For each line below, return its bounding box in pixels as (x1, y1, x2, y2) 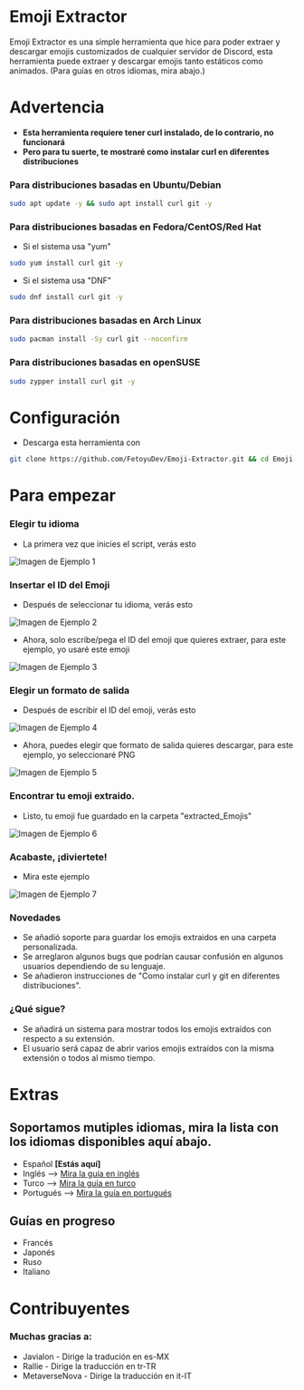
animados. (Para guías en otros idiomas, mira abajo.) (9, 65, 205, 76)
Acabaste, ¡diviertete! (9, 851, 108, 863)
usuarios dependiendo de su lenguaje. (22, 961, 166, 972)
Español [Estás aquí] (22, 1158, 101, 1169)
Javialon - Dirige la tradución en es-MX (22, 1351, 170, 1362)
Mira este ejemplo (22, 870, 90, 881)
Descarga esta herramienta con (22, 437, 141, 448)
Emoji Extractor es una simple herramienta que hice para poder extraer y (9, 36, 280, 47)
